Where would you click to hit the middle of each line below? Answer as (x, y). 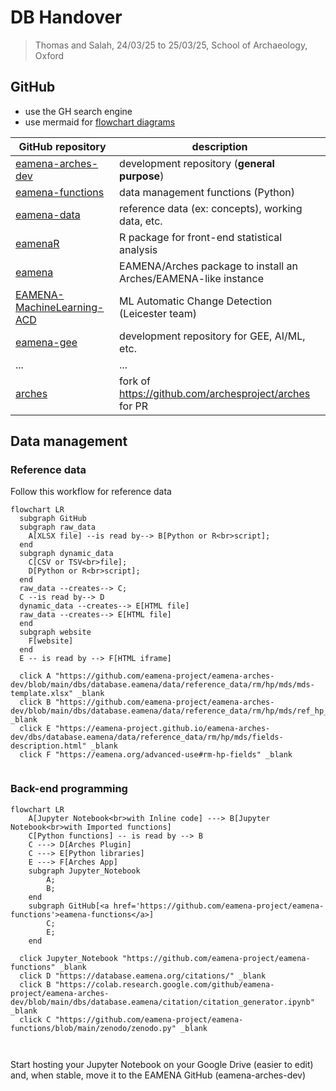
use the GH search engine (78, 111)
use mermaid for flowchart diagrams (100, 122)
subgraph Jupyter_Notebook (84, 871)
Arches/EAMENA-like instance (191, 278)
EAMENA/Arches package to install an (208, 266)
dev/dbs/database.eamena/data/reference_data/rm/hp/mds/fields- (147, 737)
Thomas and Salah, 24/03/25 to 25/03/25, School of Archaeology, (171, 45)
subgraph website (55, 632)
